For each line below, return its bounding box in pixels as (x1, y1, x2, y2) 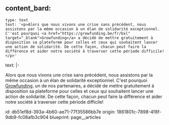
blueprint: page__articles (49, 114, 101, 120)
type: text (5, 17, 28, 22)
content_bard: (5, 4, 51, 13)
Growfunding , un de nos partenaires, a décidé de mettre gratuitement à (5, 82, 155, 88)
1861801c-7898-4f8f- (116, 109, 161, 115)
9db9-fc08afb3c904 (5, 114, 49, 120)
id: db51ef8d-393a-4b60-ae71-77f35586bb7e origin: (5, 109, 116, 115)
